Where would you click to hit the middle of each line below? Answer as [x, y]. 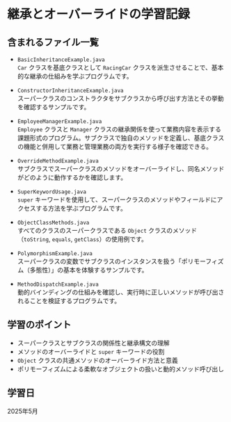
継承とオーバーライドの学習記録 [98, 14]
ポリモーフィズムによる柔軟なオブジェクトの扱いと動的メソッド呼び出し [121, 368]
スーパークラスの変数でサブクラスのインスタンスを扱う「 [99, 261]
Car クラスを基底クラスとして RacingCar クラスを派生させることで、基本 [120, 67]
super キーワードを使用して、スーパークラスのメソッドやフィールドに [117, 200]
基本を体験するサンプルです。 [105, 270]
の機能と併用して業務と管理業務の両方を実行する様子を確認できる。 [115, 146]
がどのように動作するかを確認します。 [72, 177]
